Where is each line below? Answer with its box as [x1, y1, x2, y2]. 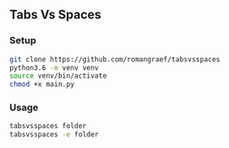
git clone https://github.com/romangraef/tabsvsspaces [9, 54, 221, 64]
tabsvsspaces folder [9, 122, 88, 131]
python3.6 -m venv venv [9, 63, 100, 72]
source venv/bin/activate [9, 71, 107, 80]
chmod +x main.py [9, 80, 75, 89]
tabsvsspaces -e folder [9, 130, 100, 139]
